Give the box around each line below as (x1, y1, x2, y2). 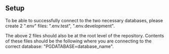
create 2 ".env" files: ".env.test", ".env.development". (5, 23, 115, 29)
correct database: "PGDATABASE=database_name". (5, 43, 114, 49)
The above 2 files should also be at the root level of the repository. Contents (5, 32, 164, 38)
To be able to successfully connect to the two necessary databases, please (5, 17, 163, 23)
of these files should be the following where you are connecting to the (5, 38, 152, 44)
